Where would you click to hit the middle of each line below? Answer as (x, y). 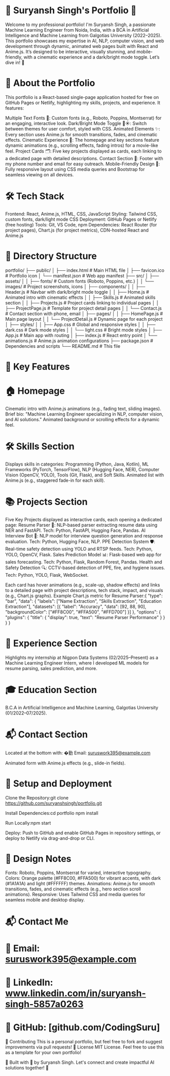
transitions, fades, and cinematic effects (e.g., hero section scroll (73, 889)
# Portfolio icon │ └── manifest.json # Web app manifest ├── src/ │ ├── (82, 275)
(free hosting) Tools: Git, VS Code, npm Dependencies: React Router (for (81, 224)
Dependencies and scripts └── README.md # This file (63, 346)
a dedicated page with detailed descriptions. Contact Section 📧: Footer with (84, 158)
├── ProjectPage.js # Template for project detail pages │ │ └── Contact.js (83, 308)
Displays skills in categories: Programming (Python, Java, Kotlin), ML (77, 464)
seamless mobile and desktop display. (45, 900)
